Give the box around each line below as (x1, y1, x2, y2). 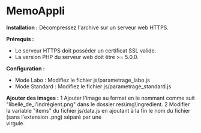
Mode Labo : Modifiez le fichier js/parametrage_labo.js (14, 76, 150, 83)
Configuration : (6, 64, 45, 72)
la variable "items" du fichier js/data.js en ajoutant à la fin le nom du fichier (6, 107, 191, 114)
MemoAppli (6, 4, 65, 18)
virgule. (6, 119, 25, 126)
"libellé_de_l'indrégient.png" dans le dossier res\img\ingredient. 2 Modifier (6, 100, 190, 108)
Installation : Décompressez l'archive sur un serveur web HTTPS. (6, 24, 169, 31)
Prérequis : (6, 35, 34, 42)
